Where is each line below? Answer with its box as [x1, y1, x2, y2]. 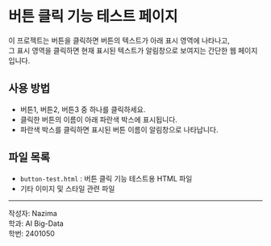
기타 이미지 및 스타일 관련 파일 [19, 183, 115, 194]
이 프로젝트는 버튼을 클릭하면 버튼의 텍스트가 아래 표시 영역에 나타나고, [8, 35, 230, 45]
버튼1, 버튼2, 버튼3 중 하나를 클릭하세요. [19, 104, 146, 114]
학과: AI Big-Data [8, 219, 65, 228]
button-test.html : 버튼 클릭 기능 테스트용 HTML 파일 [19, 173, 193, 183]
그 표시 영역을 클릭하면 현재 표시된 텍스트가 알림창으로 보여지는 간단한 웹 [8, 45, 236, 55]
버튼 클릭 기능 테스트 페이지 [8, 7, 178, 26]
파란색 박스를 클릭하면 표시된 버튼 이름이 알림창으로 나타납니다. [19, 124, 219, 134]
